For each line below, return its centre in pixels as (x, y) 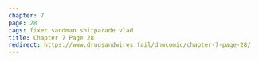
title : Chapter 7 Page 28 (51, 38)
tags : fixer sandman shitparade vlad (71, 30)
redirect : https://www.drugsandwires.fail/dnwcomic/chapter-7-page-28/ (129, 45)
